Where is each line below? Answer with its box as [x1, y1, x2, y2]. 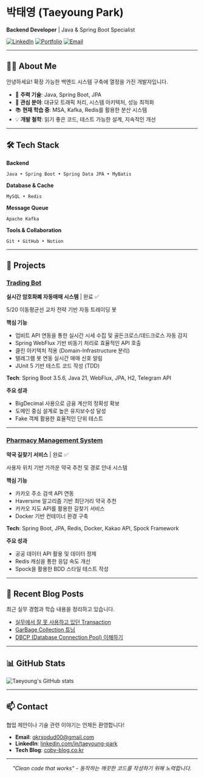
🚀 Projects [6, 260, 46, 270]
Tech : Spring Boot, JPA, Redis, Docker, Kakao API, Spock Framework [6, 524, 179, 532]
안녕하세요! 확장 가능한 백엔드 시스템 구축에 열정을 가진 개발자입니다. [6, 78, 168, 85]
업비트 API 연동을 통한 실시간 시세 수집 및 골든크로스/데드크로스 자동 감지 [15, 332, 188, 339]
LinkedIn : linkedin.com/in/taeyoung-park [15, 739, 118, 747]
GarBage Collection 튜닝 [15, 626, 76, 634]
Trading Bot [6, 278, 41, 287]
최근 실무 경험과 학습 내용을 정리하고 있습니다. [6, 606, 115, 613]
